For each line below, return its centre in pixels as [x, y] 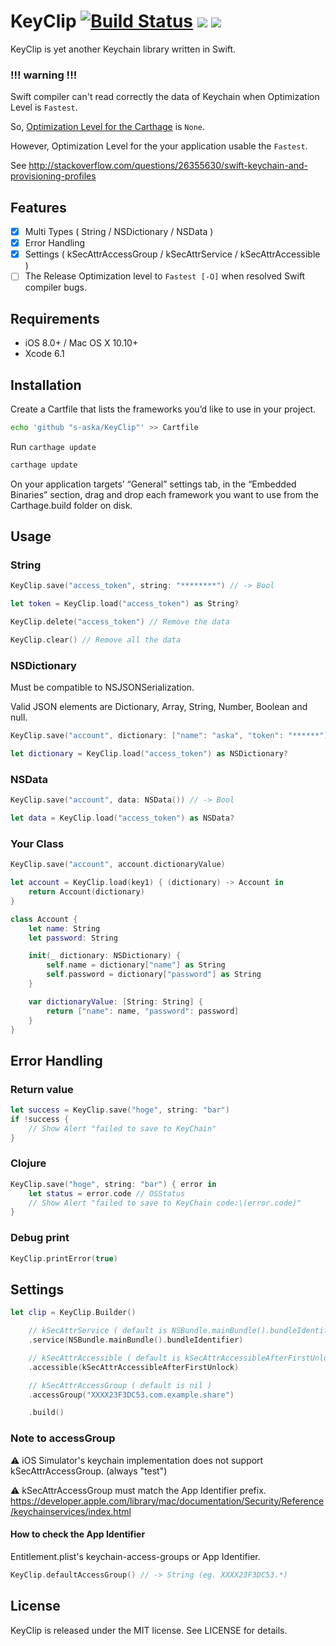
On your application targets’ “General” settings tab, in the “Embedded [153, 484]
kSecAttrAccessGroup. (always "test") [89, 1471]
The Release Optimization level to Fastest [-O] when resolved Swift [165, 276]
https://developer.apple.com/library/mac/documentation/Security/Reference [167, 1501]
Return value [42, 1089]
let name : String [64, 928]
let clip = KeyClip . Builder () [73, 1313]
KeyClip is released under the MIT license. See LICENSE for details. [149, 1630]
